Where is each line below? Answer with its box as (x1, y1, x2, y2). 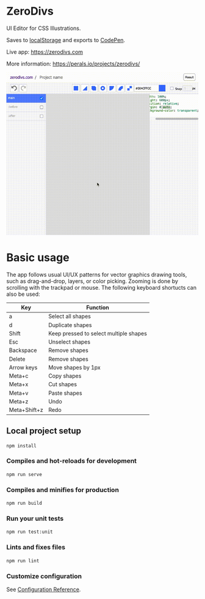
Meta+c (9, 372, 29, 380)
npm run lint (6, 557, 40, 564)
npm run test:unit (6, 529, 53, 535)
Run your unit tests (6, 515, 64, 523)
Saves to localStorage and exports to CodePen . (6, 36, 126, 43)
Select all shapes (48, 313, 92, 320)
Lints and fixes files (6, 543, 66, 551)
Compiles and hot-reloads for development (6, 457, 137, 465)
